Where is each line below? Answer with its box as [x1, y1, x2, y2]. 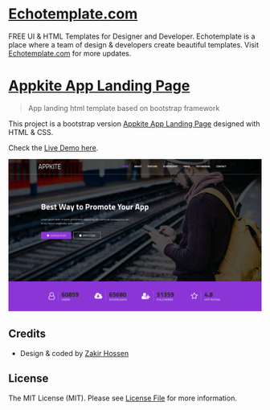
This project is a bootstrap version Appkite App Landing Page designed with [8, 118, 260, 129]
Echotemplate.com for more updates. [8, 48, 132, 58]
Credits [8, 327, 47, 341]
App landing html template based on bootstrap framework [27, 103, 220, 113]
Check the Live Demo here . [8, 142, 99, 153]
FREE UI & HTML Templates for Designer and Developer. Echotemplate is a [8, 31, 256, 41]
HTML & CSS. [8, 127, 54, 137]
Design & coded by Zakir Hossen [19, 348, 129, 358]
